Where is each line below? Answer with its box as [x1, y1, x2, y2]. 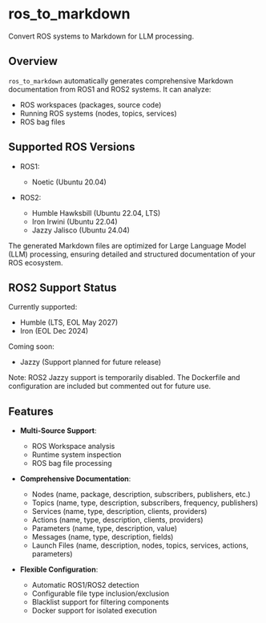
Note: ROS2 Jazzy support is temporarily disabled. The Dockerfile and [8, 373, 240, 382]
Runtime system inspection [31, 450, 122, 459]
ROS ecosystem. [8, 257, 63, 267]
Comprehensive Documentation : [19, 474, 131, 483]
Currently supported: [8, 302, 78, 312]
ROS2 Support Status [8, 281, 117, 294]
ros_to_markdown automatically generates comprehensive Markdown [8, 75, 234, 85]
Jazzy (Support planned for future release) [19, 358, 162, 367]
